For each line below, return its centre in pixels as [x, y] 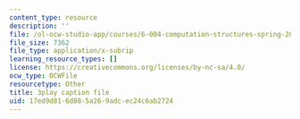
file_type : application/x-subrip [71, 51]
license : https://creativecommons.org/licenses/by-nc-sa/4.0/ [127, 68]
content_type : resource [54, 17]
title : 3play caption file [59, 92]
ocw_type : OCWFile [43, 76]
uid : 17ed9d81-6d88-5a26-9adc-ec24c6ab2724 [92, 101]
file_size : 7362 [39, 42]
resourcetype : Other [48, 84]
